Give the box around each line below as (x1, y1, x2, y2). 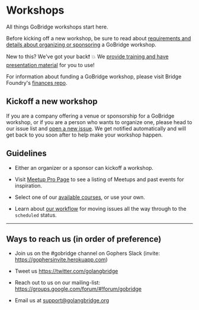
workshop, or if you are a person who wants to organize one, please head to (6, 118, 192, 125)
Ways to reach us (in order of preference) (6, 234, 162, 244)
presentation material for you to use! (6, 61, 95, 68)
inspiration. (14, 182, 43, 189)
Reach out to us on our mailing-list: (14, 279, 101, 286)
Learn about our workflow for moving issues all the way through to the (14, 205, 187, 212)
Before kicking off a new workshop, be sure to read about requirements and (6, 34, 191, 42)
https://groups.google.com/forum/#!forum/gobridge (14, 286, 142, 293)
